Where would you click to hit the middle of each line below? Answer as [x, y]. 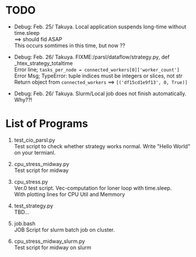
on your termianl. [35, 152]
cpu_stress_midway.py [42, 164]
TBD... [22, 212]
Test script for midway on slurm [53, 247]
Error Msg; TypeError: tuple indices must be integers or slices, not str [98, 76]
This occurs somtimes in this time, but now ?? [69, 45]
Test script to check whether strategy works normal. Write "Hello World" [102, 146]
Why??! [23, 100]
